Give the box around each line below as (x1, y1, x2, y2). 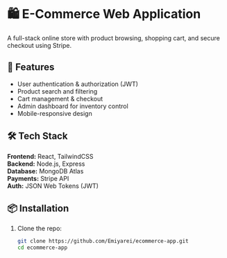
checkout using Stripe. (7, 41, 72, 49)
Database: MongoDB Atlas (7, 166, 84, 175)
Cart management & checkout (17, 94, 103, 103)
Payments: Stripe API (7, 174, 69, 182)
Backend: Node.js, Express (7, 160, 85, 168)
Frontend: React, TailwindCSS (7, 152, 94, 160)
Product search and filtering (17, 87, 98, 95)
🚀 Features (7, 61, 55, 74)
